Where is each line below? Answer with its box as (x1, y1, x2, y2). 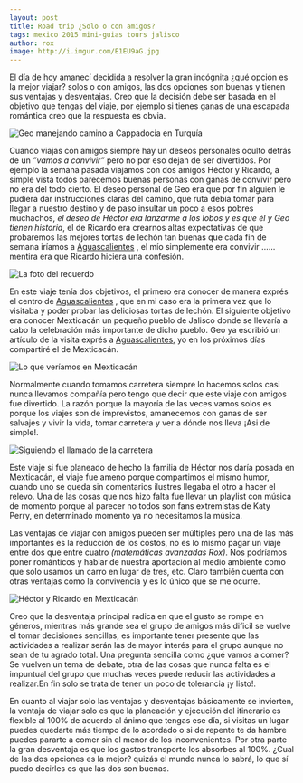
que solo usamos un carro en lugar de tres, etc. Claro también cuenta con (9, 567, 285, 578)
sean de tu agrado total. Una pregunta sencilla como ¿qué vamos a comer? (9, 649, 289, 661)
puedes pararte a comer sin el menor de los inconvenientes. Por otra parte (9, 734, 288, 745)
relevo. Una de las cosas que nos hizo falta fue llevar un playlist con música (9, 491, 292, 502)
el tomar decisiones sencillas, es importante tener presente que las (9, 630, 260, 641)
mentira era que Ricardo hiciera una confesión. (9, 251, 184, 263)
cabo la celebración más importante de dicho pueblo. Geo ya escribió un (9, 325, 280, 336)
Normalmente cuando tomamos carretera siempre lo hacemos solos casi (9, 379, 280, 390)
